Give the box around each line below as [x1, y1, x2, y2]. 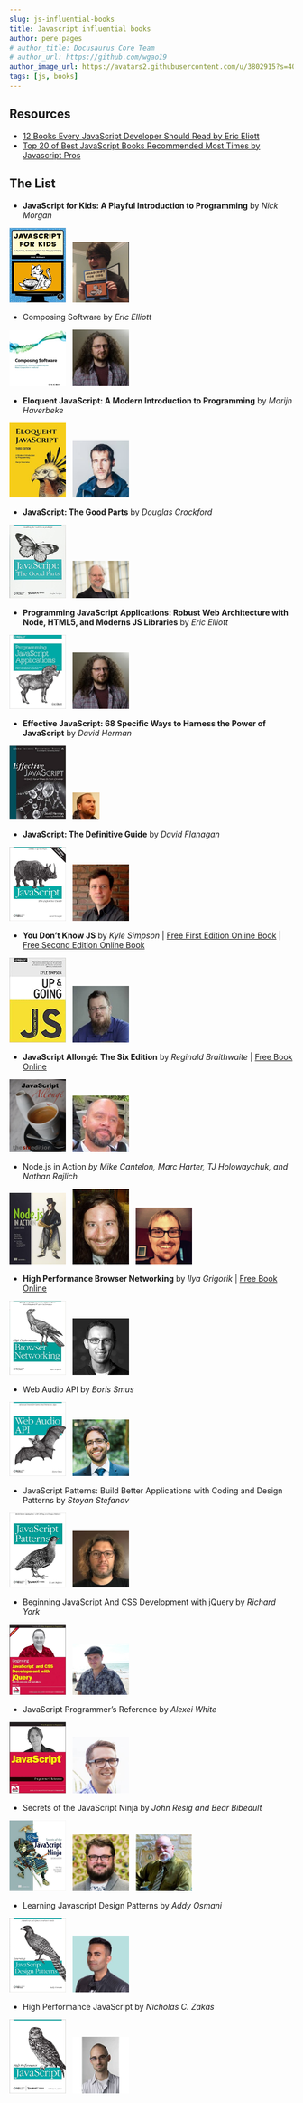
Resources [9, 107, 71, 122]
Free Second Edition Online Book [22, 940, 145, 951]
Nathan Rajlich [22, 1171, 78, 1182]
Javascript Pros [22, 149, 81, 160]
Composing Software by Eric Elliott [22, 311, 152, 322]
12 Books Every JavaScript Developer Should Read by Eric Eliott [22, 130, 260, 141]
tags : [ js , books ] [9, 72, 78, 81]
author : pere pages [9, 33, 83, 43]
